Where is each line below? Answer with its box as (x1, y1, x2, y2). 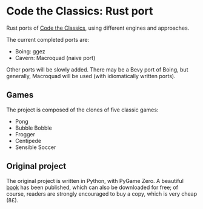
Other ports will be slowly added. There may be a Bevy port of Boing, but (6, 65, 188, 73)
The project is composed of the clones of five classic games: (6, 106, 159, 113)
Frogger (15, 130, 35, 138)
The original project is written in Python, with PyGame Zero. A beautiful (6, 177, 184, 184)
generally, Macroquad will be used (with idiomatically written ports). (6, 72, 176, 79)
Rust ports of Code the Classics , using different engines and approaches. (6, 24, 190, 32)
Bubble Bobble (15, 124, 53, 131)
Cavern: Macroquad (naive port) (15, 54, 96, 61)
